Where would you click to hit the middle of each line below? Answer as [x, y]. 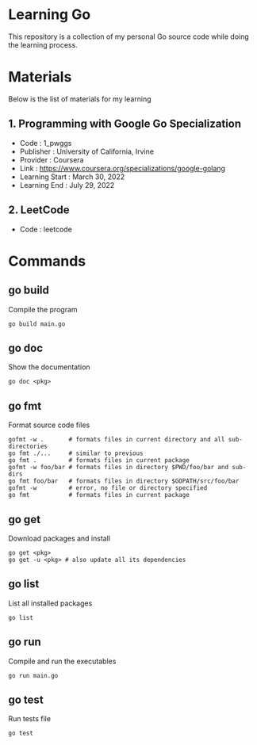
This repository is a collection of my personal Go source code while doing [129, 36]
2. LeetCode [39, 210]
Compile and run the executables [62, 661]
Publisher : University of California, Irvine [87, 151]
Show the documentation [49, 367]
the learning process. [43, 44]
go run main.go [33, 675]
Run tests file [30, 719]
